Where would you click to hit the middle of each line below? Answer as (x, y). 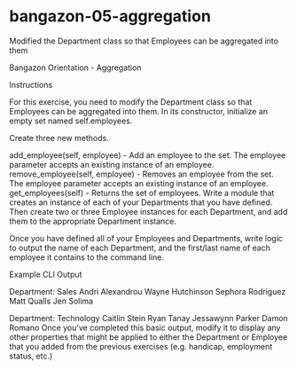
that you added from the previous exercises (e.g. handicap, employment (141, 346)
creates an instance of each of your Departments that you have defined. (141, 202)
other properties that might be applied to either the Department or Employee (148, 337)
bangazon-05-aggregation (110, 16)
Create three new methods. (59, 138)
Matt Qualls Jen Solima (51, 301)
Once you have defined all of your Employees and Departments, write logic (146, 238)
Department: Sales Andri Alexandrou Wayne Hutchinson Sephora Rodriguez (148, 291)
